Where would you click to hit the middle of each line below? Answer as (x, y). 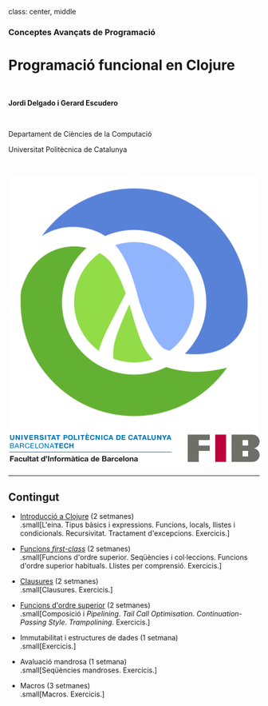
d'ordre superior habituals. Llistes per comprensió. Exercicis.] (120, 566)
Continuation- (219, 614)
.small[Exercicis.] (48, 646)
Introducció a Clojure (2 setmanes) (77, 517)
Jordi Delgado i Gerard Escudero (63, 102)
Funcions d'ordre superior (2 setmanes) (85, 605)
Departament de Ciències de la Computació (80, 134)
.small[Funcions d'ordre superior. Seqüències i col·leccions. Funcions (134, 557)
